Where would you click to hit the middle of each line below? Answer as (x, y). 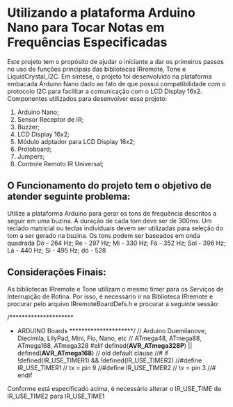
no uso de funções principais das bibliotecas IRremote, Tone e (97, 69)
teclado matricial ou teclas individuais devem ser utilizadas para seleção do (115, 228)
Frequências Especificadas (87, 42)
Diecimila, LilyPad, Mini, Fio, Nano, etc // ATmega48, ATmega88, (109, 338)
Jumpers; (31, 156)
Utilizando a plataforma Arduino (102, 13)
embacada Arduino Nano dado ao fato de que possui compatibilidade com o (116, 83)
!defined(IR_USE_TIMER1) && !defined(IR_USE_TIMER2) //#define (110, 360)
